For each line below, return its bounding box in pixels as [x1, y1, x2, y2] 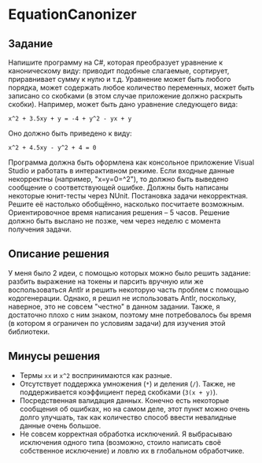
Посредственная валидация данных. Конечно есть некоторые [19, 395, 230, 405]
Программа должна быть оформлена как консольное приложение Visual [8, 157, 254, 167]
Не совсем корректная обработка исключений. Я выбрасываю [19, 429, 233, 439]
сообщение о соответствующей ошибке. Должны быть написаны [8, 183, 229, 192]
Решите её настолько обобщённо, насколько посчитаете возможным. [8, 199, 245, 209]
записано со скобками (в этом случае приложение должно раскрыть [8, 91, 243, 100]
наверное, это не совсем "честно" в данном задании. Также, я [8, 302, 220, 311]
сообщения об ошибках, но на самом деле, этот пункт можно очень [19, 404, 250, 413]
